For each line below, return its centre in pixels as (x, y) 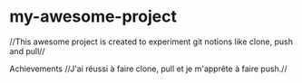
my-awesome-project (93, 17)
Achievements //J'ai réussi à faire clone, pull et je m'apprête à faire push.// (148, 69)
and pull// (27, 51)
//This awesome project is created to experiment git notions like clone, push (151, 41)
